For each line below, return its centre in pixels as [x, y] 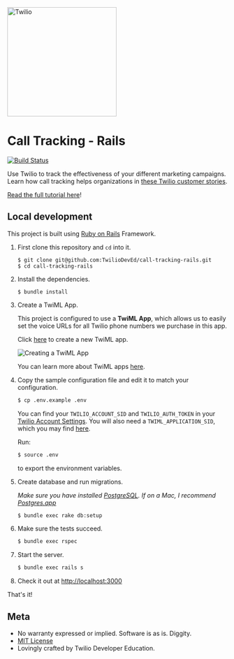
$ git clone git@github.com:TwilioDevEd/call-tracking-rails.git [114, 260]
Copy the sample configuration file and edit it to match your [103, 379]
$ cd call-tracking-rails [55, 266]
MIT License [35, 640]
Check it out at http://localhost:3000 [70, 581]
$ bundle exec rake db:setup [60, 515]
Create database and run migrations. [70, 481]
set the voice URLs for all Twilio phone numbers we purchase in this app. [122, 326]
